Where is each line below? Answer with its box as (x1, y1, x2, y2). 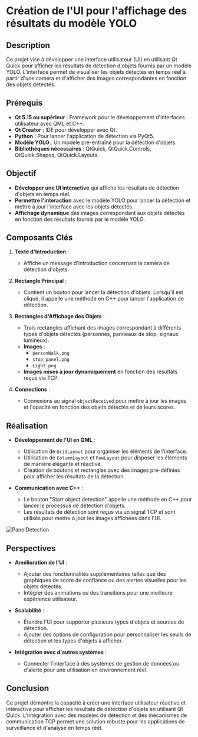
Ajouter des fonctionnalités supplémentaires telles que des (23, 570, 166, 578)
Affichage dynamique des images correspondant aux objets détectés (14, 209, 185, 216)
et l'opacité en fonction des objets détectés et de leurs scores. (23, 403, 176, 411)
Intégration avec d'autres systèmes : (14, 648, 107, 656)
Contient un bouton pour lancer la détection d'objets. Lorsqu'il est (23, 289, 184, 296)
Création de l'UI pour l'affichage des (6, 4, 187, 18)
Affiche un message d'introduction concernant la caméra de (23, 260, 170, 267)
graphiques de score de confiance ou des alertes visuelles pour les (23, 577, 187, 584)
